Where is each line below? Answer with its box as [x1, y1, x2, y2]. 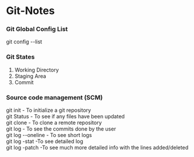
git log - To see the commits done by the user [6, 125, 116, 132]
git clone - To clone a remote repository [6, 119, 102, 127]
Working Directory [14, 66, 59, 73]
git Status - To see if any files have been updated [6, 113, 125, 120]
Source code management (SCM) [6, 93, 103, 101]
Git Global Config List [6, 25, 69, 33]
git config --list [6, 38, 42, 45]
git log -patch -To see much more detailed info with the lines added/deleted [6, 144, 189, 151]
